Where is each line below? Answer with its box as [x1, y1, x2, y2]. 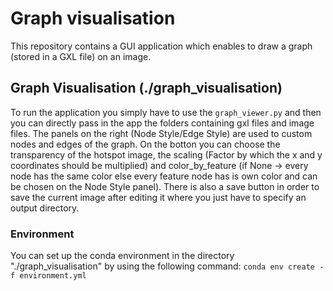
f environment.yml [10, 271, 87, 281]
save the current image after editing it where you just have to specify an [10, 191, 307, 203]
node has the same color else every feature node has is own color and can [10, 170, 318, 182]
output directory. [10, 202, 80, 214]
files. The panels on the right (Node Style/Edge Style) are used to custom [10, 127, 313, 139]
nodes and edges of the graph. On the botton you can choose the [10, 138, 281, 150]
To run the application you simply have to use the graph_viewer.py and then [10, 106, 322, 118]
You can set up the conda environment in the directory [10, 250, 235, 262]
